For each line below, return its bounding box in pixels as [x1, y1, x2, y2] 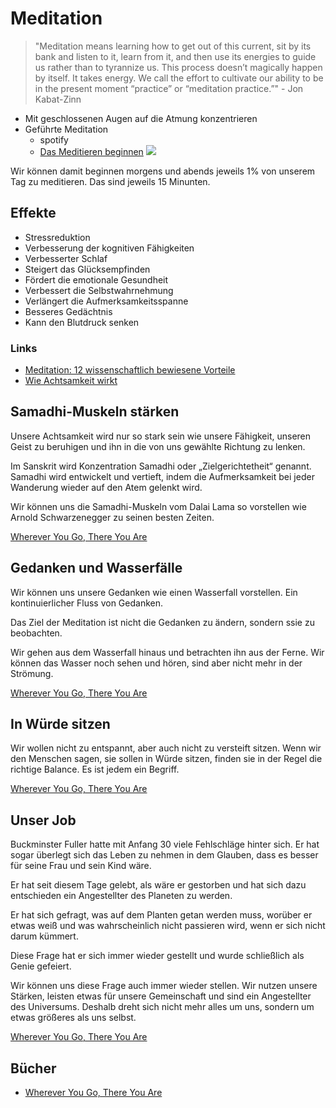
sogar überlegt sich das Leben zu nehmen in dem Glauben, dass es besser [10, 849, 319, 861]
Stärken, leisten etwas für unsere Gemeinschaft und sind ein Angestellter [10, 990, 312, 1002]
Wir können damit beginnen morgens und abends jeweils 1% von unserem [10, 165, 316, 177]
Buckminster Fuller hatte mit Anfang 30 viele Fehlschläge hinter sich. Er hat [10, 838, 320, 851]
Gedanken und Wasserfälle [10, 560, 183, 577]
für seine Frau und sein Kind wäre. [10, 860, 152, 872]
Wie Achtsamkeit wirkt [24, 375, 118, 387]
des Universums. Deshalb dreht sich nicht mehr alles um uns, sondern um [10, 1001, 315, 1013]
